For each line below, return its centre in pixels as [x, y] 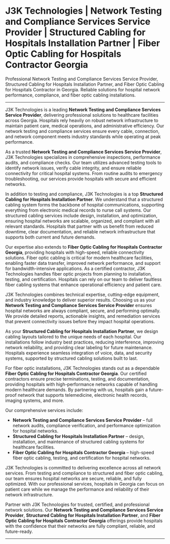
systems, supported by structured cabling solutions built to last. [72, 358]
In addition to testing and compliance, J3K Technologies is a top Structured [84, 194]
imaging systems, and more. [35, 400]
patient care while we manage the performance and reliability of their [77, 489]
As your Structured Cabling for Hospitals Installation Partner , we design [82, 331]
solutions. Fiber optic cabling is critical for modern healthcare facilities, [79, 258]
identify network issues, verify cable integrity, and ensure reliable [73, 168]
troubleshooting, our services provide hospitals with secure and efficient [81, 179]
